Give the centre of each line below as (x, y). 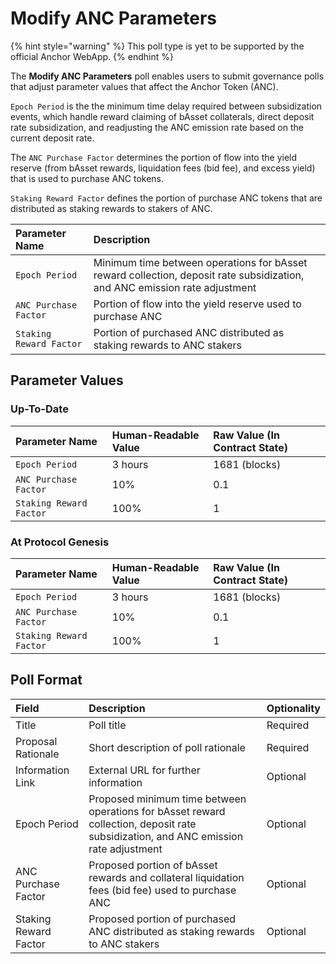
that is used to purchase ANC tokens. (87, 178)
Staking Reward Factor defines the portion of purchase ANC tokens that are (166, 198)
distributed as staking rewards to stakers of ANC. (111, 208)
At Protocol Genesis (60, 542)
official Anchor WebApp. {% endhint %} (92, 56)
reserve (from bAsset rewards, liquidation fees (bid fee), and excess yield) (163, 168)
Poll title (107, 725)
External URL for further (144, 770)
